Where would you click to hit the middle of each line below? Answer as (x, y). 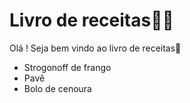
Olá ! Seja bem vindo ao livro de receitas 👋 (95, 48)
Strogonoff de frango (67, 67)
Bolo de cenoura (57, 88)
